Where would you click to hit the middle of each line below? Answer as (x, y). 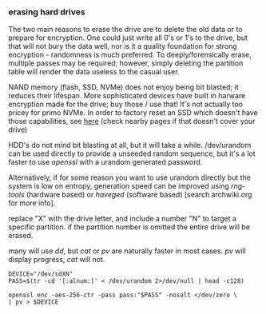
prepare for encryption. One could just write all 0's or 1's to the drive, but (128, 38)
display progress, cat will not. (57, 260)
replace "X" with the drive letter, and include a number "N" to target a (123, 219)
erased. (21, 236)
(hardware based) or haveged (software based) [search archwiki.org (139, 195)
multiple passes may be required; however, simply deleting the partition (126, 63)
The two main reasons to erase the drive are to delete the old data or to (125, 30)
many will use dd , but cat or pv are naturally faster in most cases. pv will (127, 251)
